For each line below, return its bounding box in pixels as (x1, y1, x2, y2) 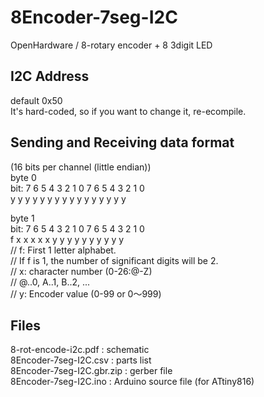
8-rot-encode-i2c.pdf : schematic (10, 344, 150, 356)
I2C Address (10, 68, 90, 85)
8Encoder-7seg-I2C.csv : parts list (10, 354, 152, 366)
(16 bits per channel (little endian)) (10, 161, 152, 173)
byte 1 (10, 212, 35, 224)
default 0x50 (10, 94, 63, 106)
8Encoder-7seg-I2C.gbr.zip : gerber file (10, 365, 173, 377)
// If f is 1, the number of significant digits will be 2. (10, 254, 219, 266)
